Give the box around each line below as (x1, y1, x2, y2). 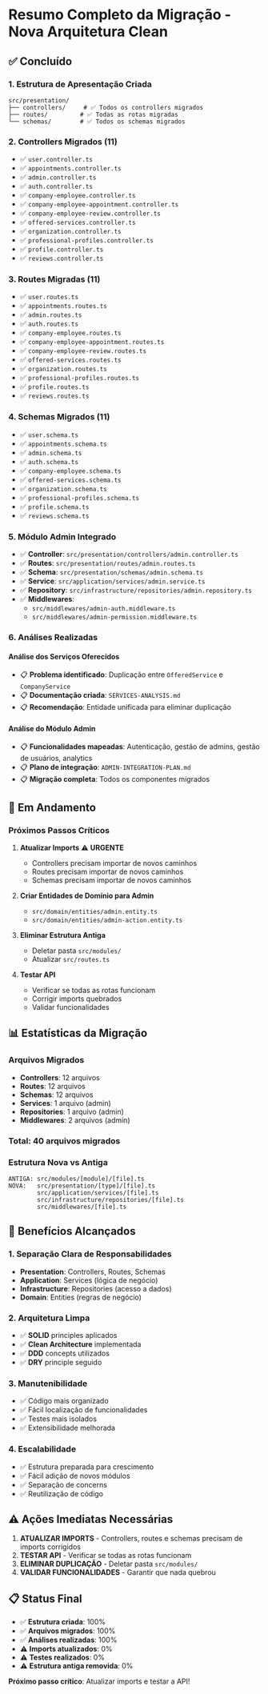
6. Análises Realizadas (8, 631, 98, 643)
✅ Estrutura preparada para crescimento (19, 1462, 154, 1472)
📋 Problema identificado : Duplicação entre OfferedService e (19, 670, 224, 679)
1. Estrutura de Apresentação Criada (8, 78, 152, 90)
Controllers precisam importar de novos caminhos (31, 859, 198, 868)
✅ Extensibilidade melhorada (19, 1423, 116, 1433)
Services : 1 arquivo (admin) (19, 1098, 112, 1107)
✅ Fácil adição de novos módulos (19, 1471, 130, 1480)
